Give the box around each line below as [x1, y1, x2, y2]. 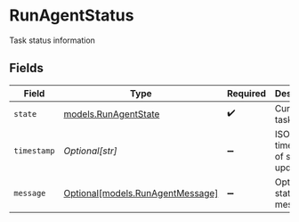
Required [226, 86, 267, 99]
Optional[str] [63, 144, 117, 157]
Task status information [9, 35, 96, 45]
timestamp [13, 145, 55, 156]
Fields [9, 61, 44, 76]
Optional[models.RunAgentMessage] [63, 186, 219, 199]
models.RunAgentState [63, 108, 160, 120]
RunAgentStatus [9, 5, 134, 26]
